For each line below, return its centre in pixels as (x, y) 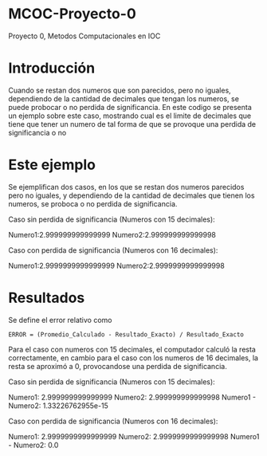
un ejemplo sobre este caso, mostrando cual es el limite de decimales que (130, 116)
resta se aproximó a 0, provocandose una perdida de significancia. (118, 366)
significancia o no (37, 132)
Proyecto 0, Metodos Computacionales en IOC (84, 36)
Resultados (47, 298)
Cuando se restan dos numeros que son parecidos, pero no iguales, (120, 90)
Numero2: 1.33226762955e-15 (59, 405)
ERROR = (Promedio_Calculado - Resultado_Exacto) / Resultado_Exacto (126, 334)
